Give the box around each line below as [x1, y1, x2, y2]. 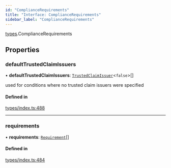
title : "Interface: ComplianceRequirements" [5, 12, 101, 17]
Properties [5, 45, 40, 54]
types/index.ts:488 [5, 105, 45, 111]
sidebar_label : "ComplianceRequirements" [5, 17, 95, 22]
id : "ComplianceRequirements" [5, 7, 70, 13]
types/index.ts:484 [5, 157, 45, 163]
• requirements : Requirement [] [5, 134, 70, 140]
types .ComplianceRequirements [5, 31, 72, 37]
